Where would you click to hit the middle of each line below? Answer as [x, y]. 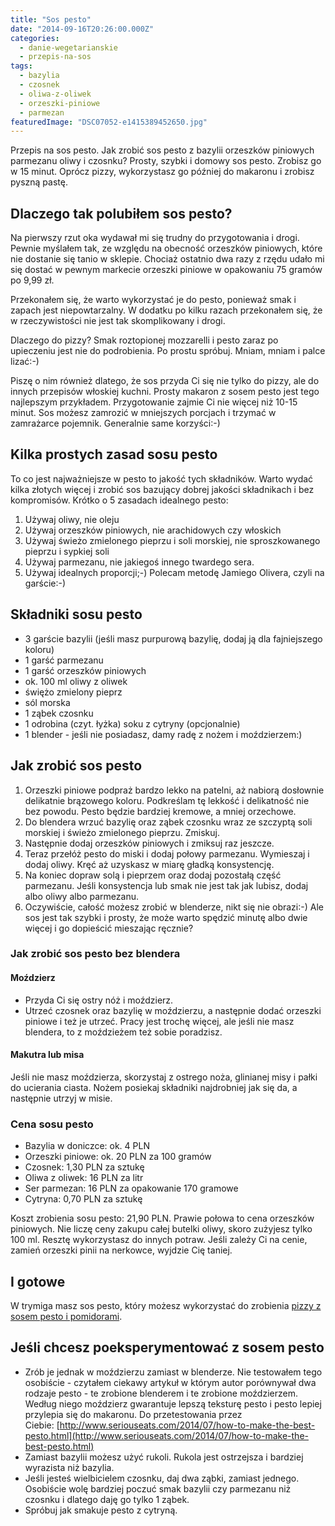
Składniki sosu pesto [76, 614]
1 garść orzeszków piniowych [85, 670]
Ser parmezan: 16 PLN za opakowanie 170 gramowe [131, 1188]
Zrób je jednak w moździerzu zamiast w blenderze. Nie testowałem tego [173, 1372]
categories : [35, 38]
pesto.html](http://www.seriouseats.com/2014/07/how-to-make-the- [166, 1435]
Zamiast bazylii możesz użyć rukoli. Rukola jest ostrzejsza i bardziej [164, 1457]
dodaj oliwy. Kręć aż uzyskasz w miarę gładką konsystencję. [149, 864]
